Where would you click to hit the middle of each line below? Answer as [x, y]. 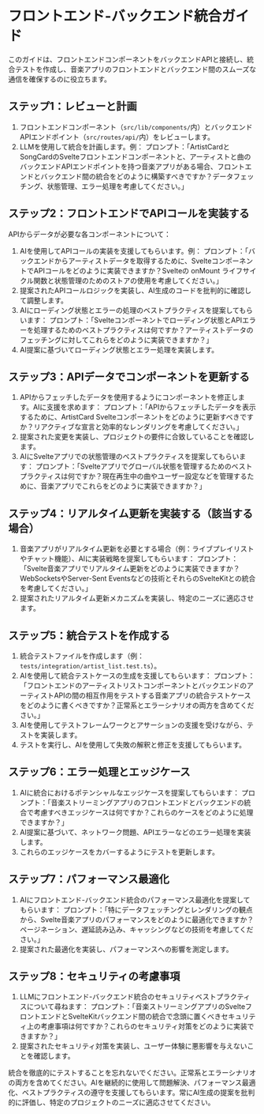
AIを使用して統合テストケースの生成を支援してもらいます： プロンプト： [137, 676]
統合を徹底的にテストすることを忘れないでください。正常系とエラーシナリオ [132, 1073]
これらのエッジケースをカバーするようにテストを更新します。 [119, 852]
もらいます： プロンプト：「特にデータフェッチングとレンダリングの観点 [136, 909]
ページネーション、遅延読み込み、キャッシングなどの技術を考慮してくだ [136, 929]
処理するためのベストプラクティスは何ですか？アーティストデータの [143, 329]
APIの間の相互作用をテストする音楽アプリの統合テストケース [152, 695]
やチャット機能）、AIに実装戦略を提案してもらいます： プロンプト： [129, 559]
